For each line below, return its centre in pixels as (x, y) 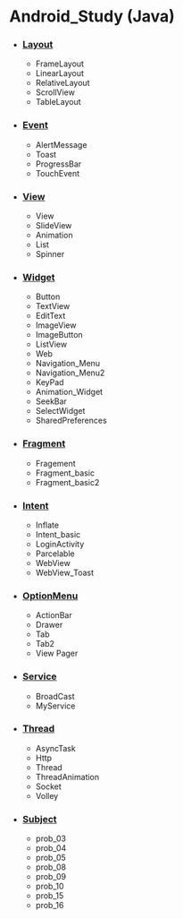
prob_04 (51, 848)
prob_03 (51, 838)
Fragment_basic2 (67, 482)
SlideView (54, 226)
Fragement (55, 463)
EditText (50, 316)
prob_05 (51, 858)
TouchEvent (58, 173)
